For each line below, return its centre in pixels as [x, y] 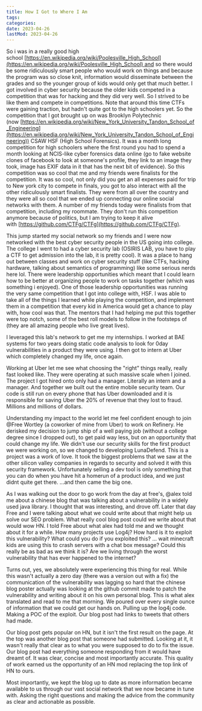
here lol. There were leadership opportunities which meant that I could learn [100, 274]
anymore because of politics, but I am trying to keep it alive [80, 218]
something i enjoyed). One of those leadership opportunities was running [97, 287]
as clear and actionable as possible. [51, 702]
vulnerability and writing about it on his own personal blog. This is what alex [100, 595]
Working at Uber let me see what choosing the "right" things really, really [97, 368]
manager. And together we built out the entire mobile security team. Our [96, 387]
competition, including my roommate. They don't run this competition [92, 211]
